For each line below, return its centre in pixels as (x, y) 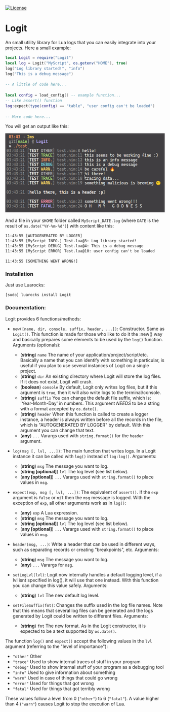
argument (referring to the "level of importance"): (56, 646)
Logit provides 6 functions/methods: (43, 319)
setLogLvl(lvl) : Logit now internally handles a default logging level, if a (87, 574)
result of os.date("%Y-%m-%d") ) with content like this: (60, 225)
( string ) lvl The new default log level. (60, 595)
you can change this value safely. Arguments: (60, 585)
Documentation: (26, 308)
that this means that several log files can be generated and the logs (83, 610)
